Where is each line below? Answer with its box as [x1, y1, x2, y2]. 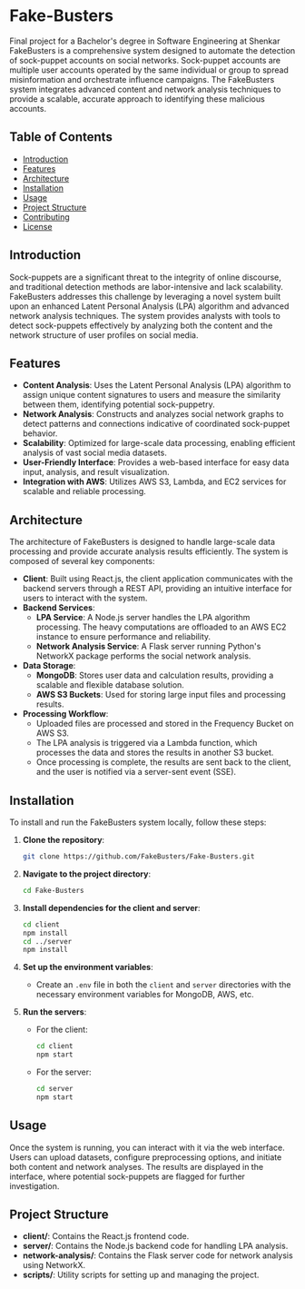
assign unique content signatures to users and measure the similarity [22, 390, 281, 401]
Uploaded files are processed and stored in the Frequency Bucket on [35, 719, 294, 729]
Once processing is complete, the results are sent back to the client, [35, 757, 292, 768]
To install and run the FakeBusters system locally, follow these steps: [9, 817, 267, 828]
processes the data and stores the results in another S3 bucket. [35, 747, 274, 759]
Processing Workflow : [22, 709, 109, 719]
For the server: [35, 1066, 92, 1077]
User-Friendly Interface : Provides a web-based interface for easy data [22, 457, 290, 468]
